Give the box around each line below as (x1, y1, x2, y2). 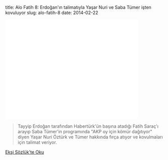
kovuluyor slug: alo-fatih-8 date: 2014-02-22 (5, 10, 98, 16)
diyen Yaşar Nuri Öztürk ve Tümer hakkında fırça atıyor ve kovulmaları (17, 134, 163, 140)
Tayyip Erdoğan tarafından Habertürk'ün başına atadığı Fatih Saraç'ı (17, 123, 159, 129)
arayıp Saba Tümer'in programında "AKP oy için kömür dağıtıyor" (17, 129, 152, 134)
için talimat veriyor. (17, 139, 57, 145)
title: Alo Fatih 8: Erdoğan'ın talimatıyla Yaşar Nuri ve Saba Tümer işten (5, 5, 151, 10)
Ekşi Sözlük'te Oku (5, 149, 44, 155)
